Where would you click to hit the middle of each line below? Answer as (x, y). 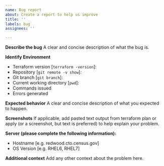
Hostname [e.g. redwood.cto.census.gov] (56, 143)
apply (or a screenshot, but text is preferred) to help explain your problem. (83, 124)
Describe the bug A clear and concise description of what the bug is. (77, 47)
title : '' (16, 19)
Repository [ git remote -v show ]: (47, 72)
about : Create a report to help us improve (52, 15)
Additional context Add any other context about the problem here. (74, 158)
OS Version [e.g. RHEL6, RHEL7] (46, 148)
